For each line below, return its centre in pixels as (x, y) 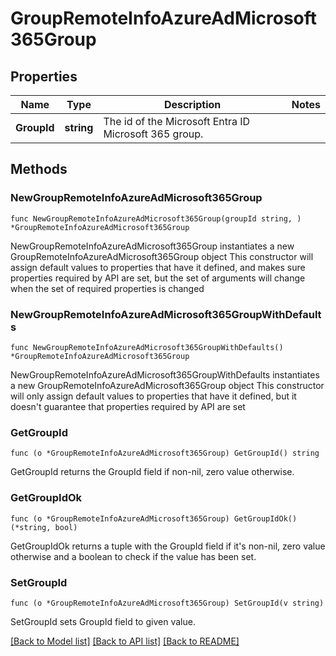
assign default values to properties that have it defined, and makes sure (158, 267)
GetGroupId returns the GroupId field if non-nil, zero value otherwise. (152, 472)
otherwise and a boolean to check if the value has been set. (133, 556)
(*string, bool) (44, 527)
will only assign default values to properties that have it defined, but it (153, 396)
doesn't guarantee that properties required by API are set (128, 406)
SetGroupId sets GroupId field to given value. (103, 621)
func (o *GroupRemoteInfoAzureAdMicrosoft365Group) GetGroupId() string (165, 453)
